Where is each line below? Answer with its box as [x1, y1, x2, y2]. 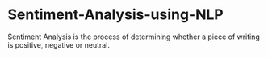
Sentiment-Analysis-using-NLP [7, 6, 224, 24]
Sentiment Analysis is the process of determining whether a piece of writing [7, 32, 260, 41]
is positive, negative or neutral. [7, 40, 111, 49]
